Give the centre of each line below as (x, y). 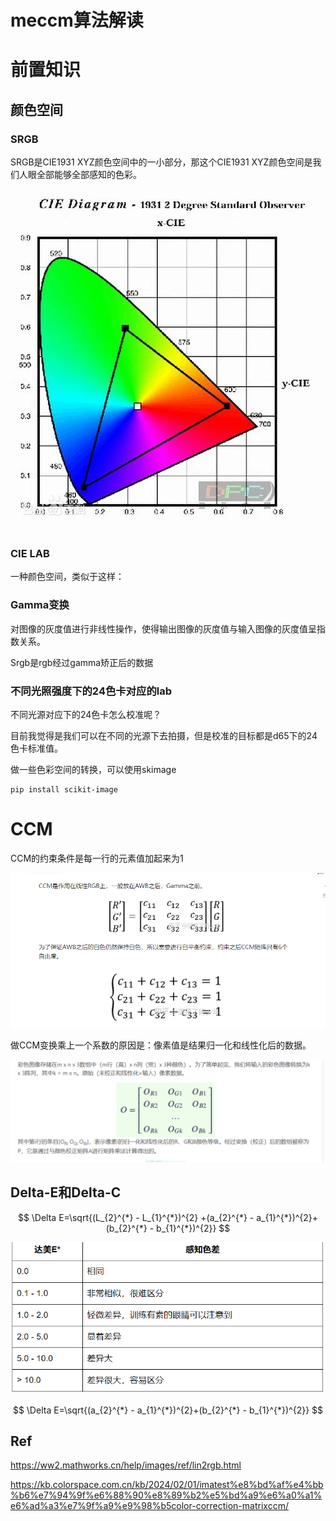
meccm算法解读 (77, 20)
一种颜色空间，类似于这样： (67, 577)
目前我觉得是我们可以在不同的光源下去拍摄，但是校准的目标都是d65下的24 (164, 735)
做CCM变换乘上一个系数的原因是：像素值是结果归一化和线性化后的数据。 (161, 1045)
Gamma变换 (40, 605)
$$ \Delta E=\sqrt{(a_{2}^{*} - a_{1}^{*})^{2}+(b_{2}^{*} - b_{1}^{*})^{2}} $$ (168, 1410)
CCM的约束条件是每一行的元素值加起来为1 (97, 858)
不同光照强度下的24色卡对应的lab (91, 691)
